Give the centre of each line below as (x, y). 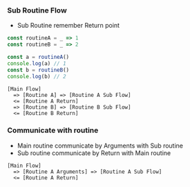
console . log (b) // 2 (37, 76)
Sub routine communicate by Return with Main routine (94, 153)
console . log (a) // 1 (37, 63)
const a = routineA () (38, 57)
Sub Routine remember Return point (68, 26)
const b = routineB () (38, 70)
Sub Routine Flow (37, 10)
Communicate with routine (53, 130)
